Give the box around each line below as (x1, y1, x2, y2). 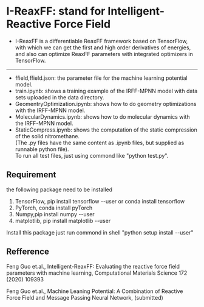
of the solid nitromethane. (15, 132, 80, 139)
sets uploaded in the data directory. (15, 93, 104, 101)
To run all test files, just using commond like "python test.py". (15, 152, 169, 159)
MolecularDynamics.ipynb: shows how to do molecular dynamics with (15, 113, 190, 120)
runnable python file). (15, 145, 69, 153)
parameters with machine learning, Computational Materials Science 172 (6, 269, 188, 277)
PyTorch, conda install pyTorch (15, 204, 93, 211)
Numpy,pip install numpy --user (15, 210, 95, 217)
